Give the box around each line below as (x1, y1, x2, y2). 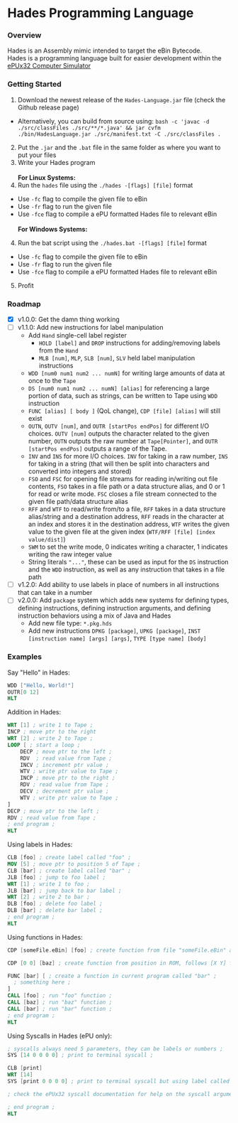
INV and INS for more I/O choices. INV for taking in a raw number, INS (28, 452, 228, 461)
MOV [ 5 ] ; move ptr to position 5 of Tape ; (7, 861, 141, 868)
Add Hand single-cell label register (28, 331, 127, 340)
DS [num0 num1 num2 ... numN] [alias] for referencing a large (28, 384, 210, 392)
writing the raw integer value (28, 550, 112, 559)
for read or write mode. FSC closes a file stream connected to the (28, 490, 217, 498)
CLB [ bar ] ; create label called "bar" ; (7, 867, 132, 874)
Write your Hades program (17, 158, 96, 166)
